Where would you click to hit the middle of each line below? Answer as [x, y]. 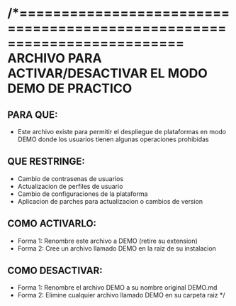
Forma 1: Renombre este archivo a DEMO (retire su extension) [108, 241]
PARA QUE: [33, 115]
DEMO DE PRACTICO [70, 88]
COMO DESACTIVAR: [55, 271]
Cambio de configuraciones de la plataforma [83, 194]
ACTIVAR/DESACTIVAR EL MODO [107, 73]
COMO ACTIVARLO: [52, 224]
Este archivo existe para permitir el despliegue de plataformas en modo [122, 132]
